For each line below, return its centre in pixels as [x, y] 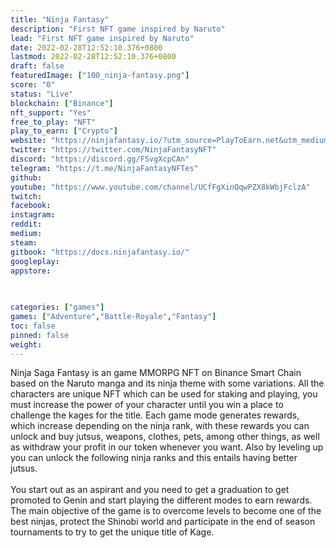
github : [26, 177]
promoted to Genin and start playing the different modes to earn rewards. [161, 500]
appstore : [31, 271]
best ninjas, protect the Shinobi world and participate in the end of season [163, 522]
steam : [24, 242]
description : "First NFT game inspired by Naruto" [118, 29]
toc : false [33, 326]
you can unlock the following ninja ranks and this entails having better [154, 458]
